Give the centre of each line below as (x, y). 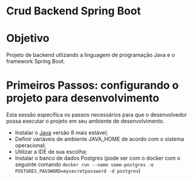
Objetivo (28, 39)
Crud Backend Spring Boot (74, 11)
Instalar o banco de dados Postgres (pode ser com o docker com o (98, 158)
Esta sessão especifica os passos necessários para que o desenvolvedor (97, 115)
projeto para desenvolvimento (83, 98)
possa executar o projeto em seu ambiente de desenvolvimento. (85, 121)
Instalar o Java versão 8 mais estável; (61, 133)
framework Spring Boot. (36, 62)
